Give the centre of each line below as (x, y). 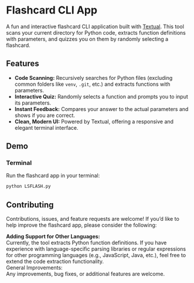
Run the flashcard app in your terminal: (53, 176)
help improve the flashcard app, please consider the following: (81, 225)
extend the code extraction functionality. (55, 261)
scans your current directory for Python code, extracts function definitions (96, 32)
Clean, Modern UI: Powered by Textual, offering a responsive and (94, 122)
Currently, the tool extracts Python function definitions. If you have (86, 243)
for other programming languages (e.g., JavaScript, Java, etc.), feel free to (96, 255)
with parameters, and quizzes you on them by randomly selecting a (87, 39)
